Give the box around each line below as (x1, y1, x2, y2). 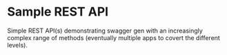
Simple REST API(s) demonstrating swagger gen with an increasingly (7, 26, 204, 35)
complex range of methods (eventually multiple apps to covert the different (7, 33, 221, 41)
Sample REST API (7, 4, 109, 20)
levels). (7, 41, 28, 49)
